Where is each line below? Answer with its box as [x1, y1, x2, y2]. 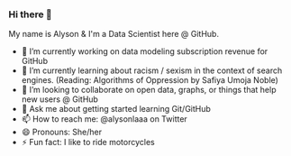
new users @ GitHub [21, 94, 98, 105]
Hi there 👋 [8, 8, 53, 21]
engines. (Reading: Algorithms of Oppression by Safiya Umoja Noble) [21, 75, 278, 86]
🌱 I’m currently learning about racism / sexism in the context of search [21, 65, 283, 76]
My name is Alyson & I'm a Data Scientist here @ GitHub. [8, 29, 220, 40]
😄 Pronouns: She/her [21, 126, 103, 138]
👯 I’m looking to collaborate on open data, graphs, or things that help [21, 85, 277, 96]
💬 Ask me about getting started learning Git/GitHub [21, 104, 211, 115]
